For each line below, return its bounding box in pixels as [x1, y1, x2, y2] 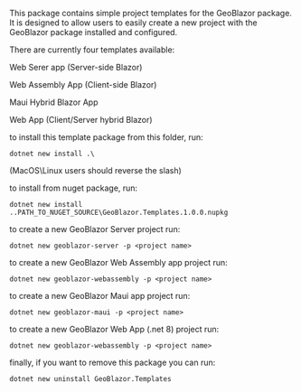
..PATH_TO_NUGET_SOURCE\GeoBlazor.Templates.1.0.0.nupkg [9, 208, 229, 217]
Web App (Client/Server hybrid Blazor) [9, 115, 153, 125]
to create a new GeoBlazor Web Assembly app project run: [9, 257, 228, 267]
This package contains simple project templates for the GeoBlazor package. [9, 8, 292, 18]
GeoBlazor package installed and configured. [9, 27, 178, 37]
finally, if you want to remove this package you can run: [9, 357, 216, 368]
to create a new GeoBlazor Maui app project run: [9, 291, 191, 301]
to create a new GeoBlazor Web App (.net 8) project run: [9, 324, 220, 334]
